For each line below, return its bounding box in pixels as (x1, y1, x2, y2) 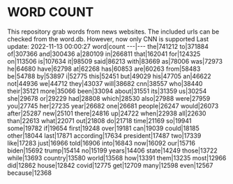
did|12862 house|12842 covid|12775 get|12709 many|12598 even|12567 (7, 161, 213, 169)
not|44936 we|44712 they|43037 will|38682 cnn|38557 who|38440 (7, 79, 203, 87)
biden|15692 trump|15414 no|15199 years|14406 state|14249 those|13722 (7, 146, 218, 155)
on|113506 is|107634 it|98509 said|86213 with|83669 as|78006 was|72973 (7, 57, 223, 65)
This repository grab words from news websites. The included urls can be (7, 27, 220, 36)
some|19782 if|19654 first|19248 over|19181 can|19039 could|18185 (7, 124, 200, 132)
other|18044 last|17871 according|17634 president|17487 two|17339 (7, 131, 202, 140)
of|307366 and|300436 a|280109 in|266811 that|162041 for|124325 (7, 50, 201, 58)
